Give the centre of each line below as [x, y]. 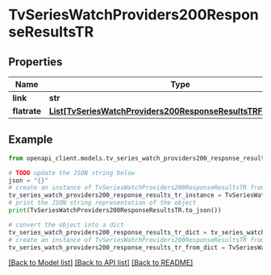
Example [31, 140]
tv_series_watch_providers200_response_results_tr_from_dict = [117, 248]
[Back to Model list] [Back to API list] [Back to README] [101, 263]
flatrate [27, 111]
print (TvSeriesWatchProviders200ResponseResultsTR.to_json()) [115, 210]
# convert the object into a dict [67, 225]
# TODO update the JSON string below [72, 173]
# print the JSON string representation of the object [102, 203]
